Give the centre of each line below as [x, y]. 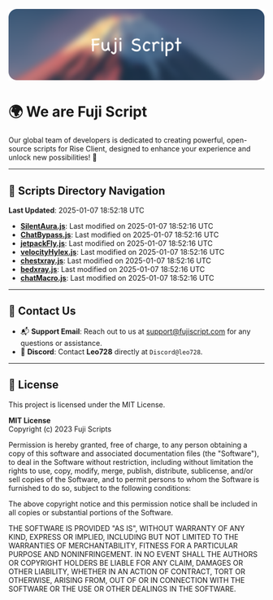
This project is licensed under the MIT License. [87, 405]
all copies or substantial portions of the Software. [91, 512]
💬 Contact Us [42, 311]
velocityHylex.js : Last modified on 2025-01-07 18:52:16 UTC [122, 252]
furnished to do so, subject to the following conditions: [100, 488]
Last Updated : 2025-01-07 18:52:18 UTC [76, 210]
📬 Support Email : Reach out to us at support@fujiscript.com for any [135, 331]
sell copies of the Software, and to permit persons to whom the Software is [134, 479]
